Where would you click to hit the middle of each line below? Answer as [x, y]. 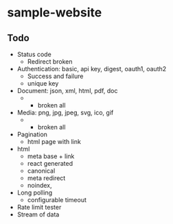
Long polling [35, 192]
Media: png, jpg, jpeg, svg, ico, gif [65, 112]
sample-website [55, 13]
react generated [50, 163]
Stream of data [38, 214]
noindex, [40, 185]
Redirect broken [50, 62]
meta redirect [46, 178]
